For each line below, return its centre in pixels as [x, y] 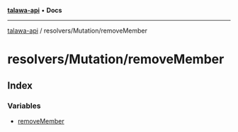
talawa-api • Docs [35, 10]
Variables [24, 106]
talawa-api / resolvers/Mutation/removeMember [77, 31]
